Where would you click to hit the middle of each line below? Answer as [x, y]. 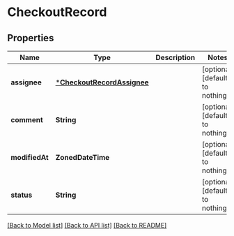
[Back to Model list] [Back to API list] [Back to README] [87, 225]
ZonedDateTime [83, 157]
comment [27, 120]
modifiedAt [30, 157]
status [22, 195]
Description [175, 58]
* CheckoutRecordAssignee [102, 82]
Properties [31, 38]
